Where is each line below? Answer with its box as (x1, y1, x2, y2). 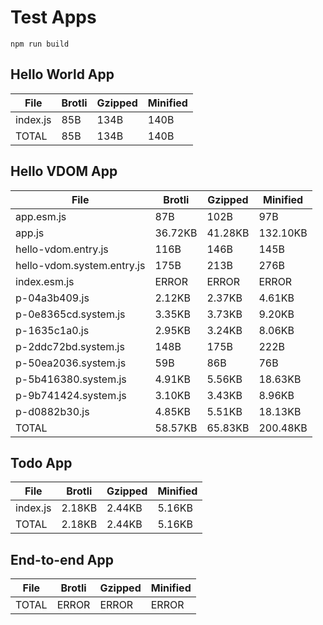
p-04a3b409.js (15, 291, 90, 305)
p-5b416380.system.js (15, 372, 127, 386)
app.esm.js (15, 209, 67, 223)
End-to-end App (10, 551, 115, 568)
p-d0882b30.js (15, 404, 90, 418)
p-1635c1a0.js (15, 323, 90, 337)
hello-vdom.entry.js (15, 242, 109, 256)
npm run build (10, 39, 70, 49)
